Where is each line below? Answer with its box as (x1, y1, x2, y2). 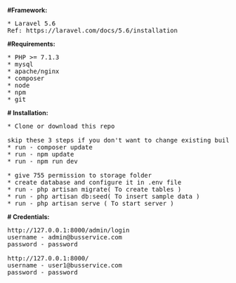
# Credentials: (7, 213, 50, 221)
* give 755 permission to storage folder (7, 171, 152, 179)
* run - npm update (7, 150, 74, 158)
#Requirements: (7, 40, 55, 48)
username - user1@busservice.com (7, 261, 123, 269)
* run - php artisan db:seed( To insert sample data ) (7, 192, 200, 200)
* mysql (7, 60, 34, 68)
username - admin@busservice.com (7, 233, 123, 241)
